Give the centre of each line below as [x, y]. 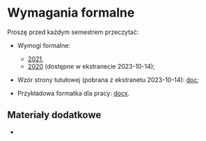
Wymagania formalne [71, 13]
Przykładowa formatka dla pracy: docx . [73, 93]
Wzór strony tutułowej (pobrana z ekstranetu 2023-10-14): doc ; [108, 80]
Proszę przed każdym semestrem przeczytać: [73, 32]
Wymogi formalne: [44, 45]
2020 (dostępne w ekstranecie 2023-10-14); [91, 66]
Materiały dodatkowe [54, 115]
